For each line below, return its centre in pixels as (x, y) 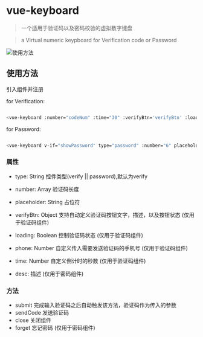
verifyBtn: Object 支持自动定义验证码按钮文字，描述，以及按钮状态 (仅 (102, 214)
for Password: (24, 129)
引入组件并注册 (25, 89)
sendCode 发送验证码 (42, 313)
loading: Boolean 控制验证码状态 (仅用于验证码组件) (79, 235)
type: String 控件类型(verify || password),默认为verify (81, 176)
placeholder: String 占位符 (47, 202)
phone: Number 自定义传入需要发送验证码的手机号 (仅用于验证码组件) (101, 248)
